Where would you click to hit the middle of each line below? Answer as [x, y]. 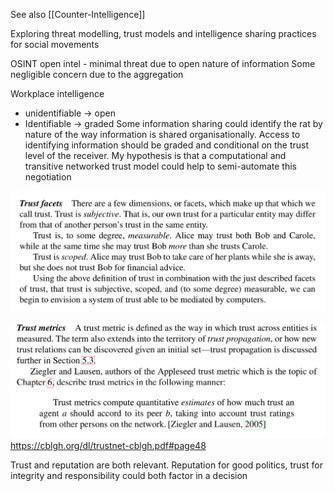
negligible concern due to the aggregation [97, 74]
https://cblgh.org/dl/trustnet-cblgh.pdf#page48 [108, 445]
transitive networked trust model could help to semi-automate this [160, 166]
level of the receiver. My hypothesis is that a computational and [155, 155]
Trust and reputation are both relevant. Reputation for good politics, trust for [166, 465]
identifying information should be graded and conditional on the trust [167, 145]
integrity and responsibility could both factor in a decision [129, 475]
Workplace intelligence [57, 93]
